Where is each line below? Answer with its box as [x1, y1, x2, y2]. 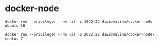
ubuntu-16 [5, 23, 26, 28]
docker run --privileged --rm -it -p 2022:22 [5, 32, 100, 37]
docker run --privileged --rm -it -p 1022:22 [5, 19, 100, 24]
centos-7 [5, 36, 23, 41]
